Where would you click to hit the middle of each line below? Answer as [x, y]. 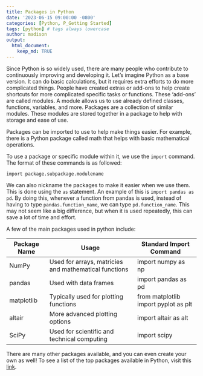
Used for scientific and [82, 331]
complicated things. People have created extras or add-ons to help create [98, 88]
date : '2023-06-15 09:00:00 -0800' [51, 18]
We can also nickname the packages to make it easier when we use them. [98, 185]
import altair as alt [163, 317]
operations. [21, 144]
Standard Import [166, 244]
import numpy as [161, 262]
